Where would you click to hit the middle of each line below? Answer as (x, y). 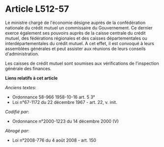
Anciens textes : (21, 87)
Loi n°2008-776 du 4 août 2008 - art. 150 (54, 140)
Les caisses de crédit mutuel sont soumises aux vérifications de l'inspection (82, 63)
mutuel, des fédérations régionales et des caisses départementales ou (76, 38)
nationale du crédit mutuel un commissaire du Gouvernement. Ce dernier (79, 27)
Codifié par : (17, 112)
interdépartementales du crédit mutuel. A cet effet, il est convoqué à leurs (80, 43)
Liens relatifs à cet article (31, 78)
